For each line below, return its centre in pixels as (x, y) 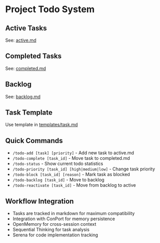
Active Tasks (26, 28)
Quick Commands (34, 141)
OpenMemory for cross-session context (54, 224)
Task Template (29, 113)
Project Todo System (50, 9)
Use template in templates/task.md (42, 125)
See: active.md (21, 40)
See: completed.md (26, 68)
